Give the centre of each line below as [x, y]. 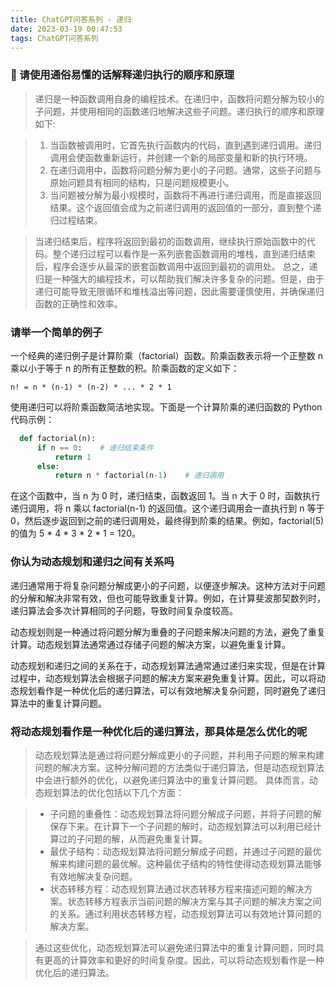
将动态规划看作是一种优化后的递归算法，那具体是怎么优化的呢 [159, 731]
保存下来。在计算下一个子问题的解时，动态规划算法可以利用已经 [181, 826]
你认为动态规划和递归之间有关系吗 [92, 562]
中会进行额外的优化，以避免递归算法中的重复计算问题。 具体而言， [172, 780]
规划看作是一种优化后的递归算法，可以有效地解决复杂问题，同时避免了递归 [172, 690]
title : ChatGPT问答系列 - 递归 [71, 19]
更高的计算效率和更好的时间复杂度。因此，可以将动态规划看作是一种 [184, 960]
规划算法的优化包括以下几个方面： [114, 792]
